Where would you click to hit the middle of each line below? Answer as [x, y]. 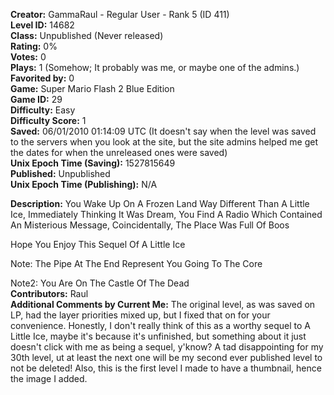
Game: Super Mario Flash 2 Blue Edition [92, 88]
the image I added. [49, 378]
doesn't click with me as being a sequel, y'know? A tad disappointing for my [167, 347]
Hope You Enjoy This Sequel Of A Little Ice [98, 244]
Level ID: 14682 [42, 25]
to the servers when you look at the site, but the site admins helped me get [164, 142]
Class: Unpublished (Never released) [87, 35]
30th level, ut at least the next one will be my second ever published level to [166, 357]
